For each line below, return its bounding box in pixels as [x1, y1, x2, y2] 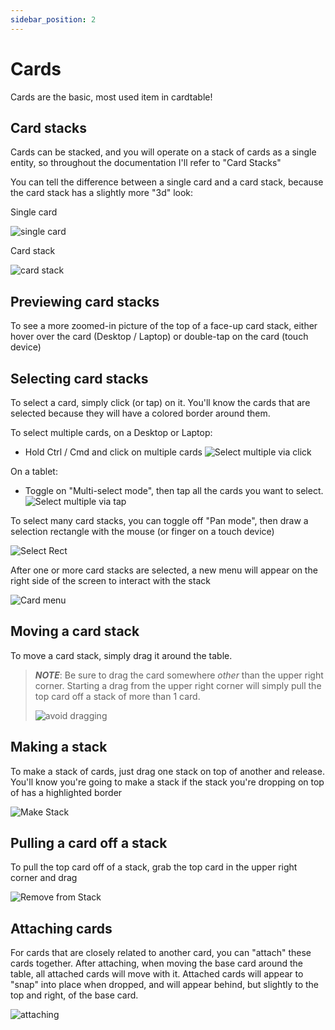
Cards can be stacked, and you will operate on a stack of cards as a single [10, 146, 317, 158]
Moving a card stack [10, 623, 140, 640]
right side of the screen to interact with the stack [10, 575, 211, 586]
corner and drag [10, 872, 78, 884]
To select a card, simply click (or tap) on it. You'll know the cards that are [10, 397, 311, 408]
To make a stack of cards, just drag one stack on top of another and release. [10, 765, 325, 777]
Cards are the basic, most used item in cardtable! [10, 91, 213, 103]
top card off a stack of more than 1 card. [34, 690, 201, 702]
